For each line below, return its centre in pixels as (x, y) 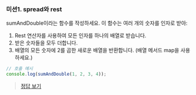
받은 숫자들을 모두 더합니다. (46, 43)
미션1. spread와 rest (34, 9)
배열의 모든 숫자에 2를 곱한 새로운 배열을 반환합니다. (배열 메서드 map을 (97, 50)
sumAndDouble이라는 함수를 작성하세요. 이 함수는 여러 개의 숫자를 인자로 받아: (97, 23)
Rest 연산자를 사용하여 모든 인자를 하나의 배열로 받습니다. (80, 36)
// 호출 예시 (20, 69)
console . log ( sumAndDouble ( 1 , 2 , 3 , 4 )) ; (57, 74)
